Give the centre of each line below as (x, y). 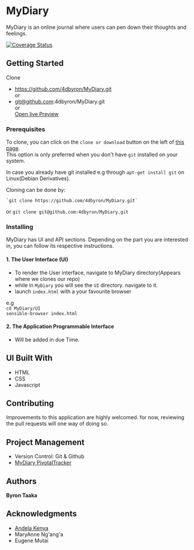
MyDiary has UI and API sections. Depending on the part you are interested (97, 240)
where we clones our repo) (47, 279)
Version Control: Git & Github (49, 456)
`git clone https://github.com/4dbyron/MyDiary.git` (72, 201)
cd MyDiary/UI (24, 308)
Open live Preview (36, 114)
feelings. (17, 33)
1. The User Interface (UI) (37, 259)
